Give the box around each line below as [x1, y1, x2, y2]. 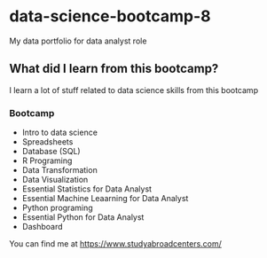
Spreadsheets [21, 137, 74, 147]
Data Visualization [21, 175, 89, 185]
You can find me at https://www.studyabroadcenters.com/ [9, 238, 222, 249]
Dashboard [21, 222, 64, 232]
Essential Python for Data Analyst [21, 212, 145, 223]
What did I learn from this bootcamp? [9, 61, 219, 76]
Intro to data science [21, 127, 98, 138]
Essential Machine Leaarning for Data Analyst [21, 193, 189, 204]
